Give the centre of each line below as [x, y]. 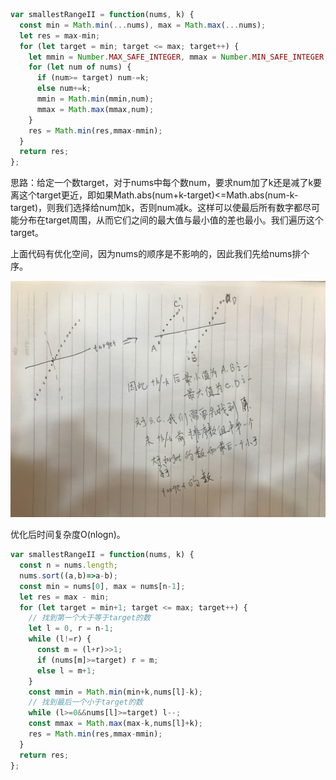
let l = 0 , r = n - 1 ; [71, 629]
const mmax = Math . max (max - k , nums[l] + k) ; [115, 724]
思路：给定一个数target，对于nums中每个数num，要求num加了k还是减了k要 [166, 183]
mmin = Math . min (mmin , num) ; [95, 99]
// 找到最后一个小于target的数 [85, 702]
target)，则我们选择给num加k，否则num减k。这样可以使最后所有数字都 [156, 208]
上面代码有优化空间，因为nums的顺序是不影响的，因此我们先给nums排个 [160, 254]
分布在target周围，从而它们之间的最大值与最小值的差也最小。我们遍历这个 [171, 220]
